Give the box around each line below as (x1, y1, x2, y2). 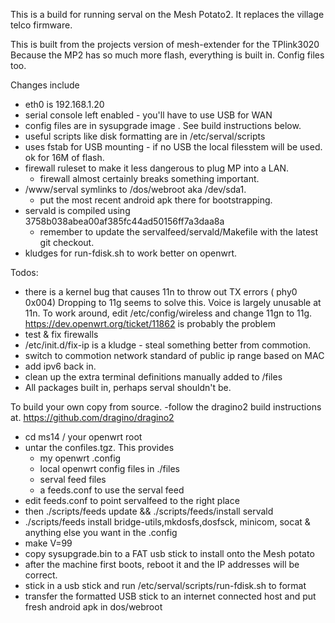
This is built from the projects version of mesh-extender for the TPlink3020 (10, 39, 320, 50)
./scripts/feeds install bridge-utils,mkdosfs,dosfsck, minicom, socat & (24, 516, 311, 528)
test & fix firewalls (24, 329, 99, 340)
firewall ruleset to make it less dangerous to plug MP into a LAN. (24, 162, 290, 174)
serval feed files (39, 474, 107, 485)
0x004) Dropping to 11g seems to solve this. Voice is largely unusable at (24, 297, 322, 308)
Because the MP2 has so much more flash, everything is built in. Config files (10, 49, 325, 61)
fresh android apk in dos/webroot (24, 601, 163, 613)
